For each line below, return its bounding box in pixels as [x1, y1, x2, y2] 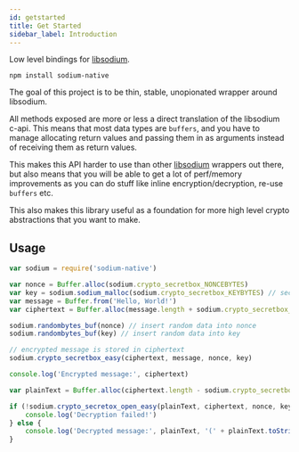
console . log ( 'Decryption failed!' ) [25, 410, 158, 419]
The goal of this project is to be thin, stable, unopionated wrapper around [9, 86, 278, 98]
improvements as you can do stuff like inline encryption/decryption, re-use [9, 178, 283, 189]
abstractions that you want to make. [9, 215, 141, 226]
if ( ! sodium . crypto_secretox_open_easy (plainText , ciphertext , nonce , [9, 402, 277, 411]
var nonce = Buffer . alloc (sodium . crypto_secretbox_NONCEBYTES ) [9, 280, 249, 290]
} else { [9, 418, 42, 428]
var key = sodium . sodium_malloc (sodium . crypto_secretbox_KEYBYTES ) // [9, 288, 277, 297]
